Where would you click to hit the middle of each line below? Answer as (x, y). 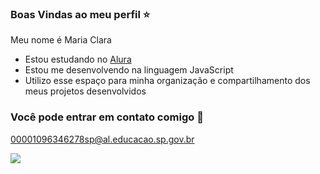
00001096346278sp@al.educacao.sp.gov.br (102, 139)
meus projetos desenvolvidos (85, 91)
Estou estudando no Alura (78, 59)
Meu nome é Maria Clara (61, 40)
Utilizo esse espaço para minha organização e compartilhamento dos (167, 81)
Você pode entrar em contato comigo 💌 (107, 117)
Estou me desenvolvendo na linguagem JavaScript (129, 70)
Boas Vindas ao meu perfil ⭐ (80, 14)
